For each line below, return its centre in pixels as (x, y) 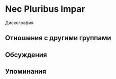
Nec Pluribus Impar (45, 9)
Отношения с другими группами (58, 38)
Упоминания (26, 71)
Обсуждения (26, 55)
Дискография (19, 23)
